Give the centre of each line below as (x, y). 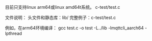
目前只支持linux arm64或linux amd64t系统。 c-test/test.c (63, 7)
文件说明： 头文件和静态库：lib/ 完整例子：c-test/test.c (61, 18)
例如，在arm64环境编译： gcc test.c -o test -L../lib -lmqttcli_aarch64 (74, 28)
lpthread (13, 33)
